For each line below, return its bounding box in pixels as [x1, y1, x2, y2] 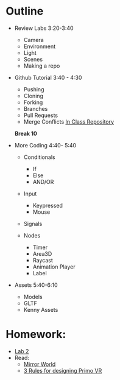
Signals [23, 220, 43, 227]
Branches [23, 105, 48, 112]
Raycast [32, 256, 53, 264]
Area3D [32, 250, 52, 257]
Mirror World [23, 361, 56, 368]
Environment [23, 43, 56, 50]
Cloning [23, 92, 44, 99]
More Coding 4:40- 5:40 [14, 141, 77, 149]
